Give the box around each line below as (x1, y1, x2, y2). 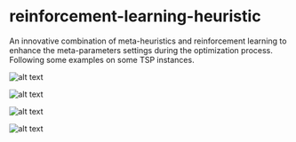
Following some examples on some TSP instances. (9, 54, 195, 65)
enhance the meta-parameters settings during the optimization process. (9, 44, 274, 55)
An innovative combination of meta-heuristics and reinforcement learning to (9, 35, 287, 46)
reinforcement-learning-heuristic (9, 6, 261, 27)
